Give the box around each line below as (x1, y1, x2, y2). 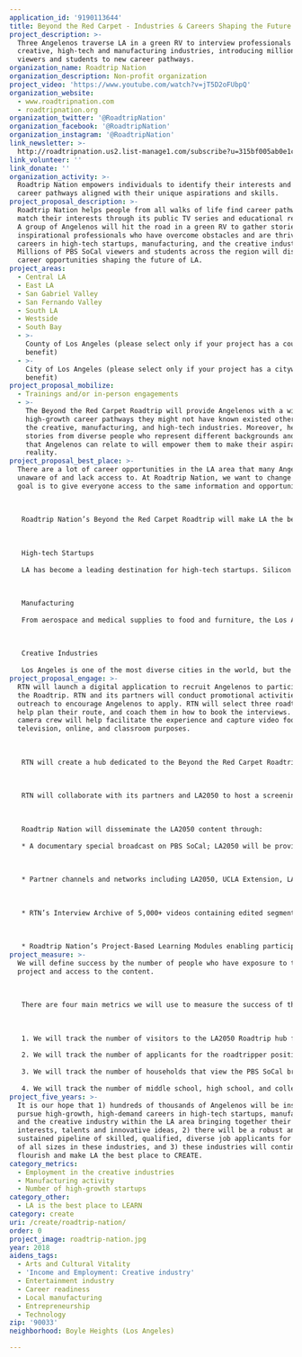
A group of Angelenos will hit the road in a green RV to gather (17, 222, 268, 231)
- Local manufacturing (17, 1293, 102, 1302)
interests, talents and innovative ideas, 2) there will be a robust (17, 1126, 283, 1135)
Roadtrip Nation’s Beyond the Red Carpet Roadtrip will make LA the (21, 515, 283, 525)
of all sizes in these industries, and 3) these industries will (17, 1143, 268, 1152)
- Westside (17, 314, 58, 324)
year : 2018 (9, 1243, 50, 1252)
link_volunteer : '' (9, 155, 83, 165)
